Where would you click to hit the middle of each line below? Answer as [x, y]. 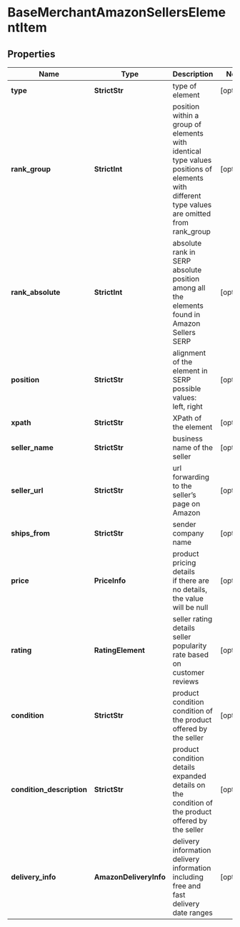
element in [190, 371]
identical [187, 151]
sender [184, 524]
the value [188, 598]
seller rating [192, 619]
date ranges [192, 913]
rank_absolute [36, 292]
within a [186, 115]
